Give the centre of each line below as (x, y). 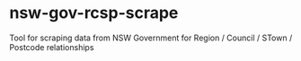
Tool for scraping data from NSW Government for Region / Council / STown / (151, 38)
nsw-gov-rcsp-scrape (94, 13)
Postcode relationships (52, 47)
